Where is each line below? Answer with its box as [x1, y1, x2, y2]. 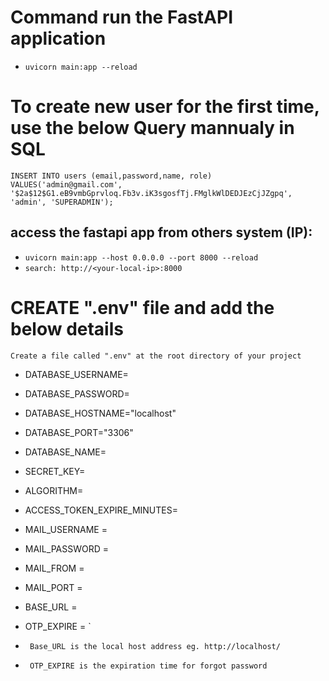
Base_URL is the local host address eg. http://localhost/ [29, 641, 281, 651]
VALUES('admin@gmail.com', [10, 179, 123, 190]
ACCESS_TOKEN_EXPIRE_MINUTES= [24, 504, 178, 516]
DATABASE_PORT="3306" [24, 426, 134, 438]
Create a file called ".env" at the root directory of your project [10, 351, 302, 361]
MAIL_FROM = [24, 562, 85, 574]
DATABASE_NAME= [24, 446, 107, 458]
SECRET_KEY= [24, 465, 86, 477]
